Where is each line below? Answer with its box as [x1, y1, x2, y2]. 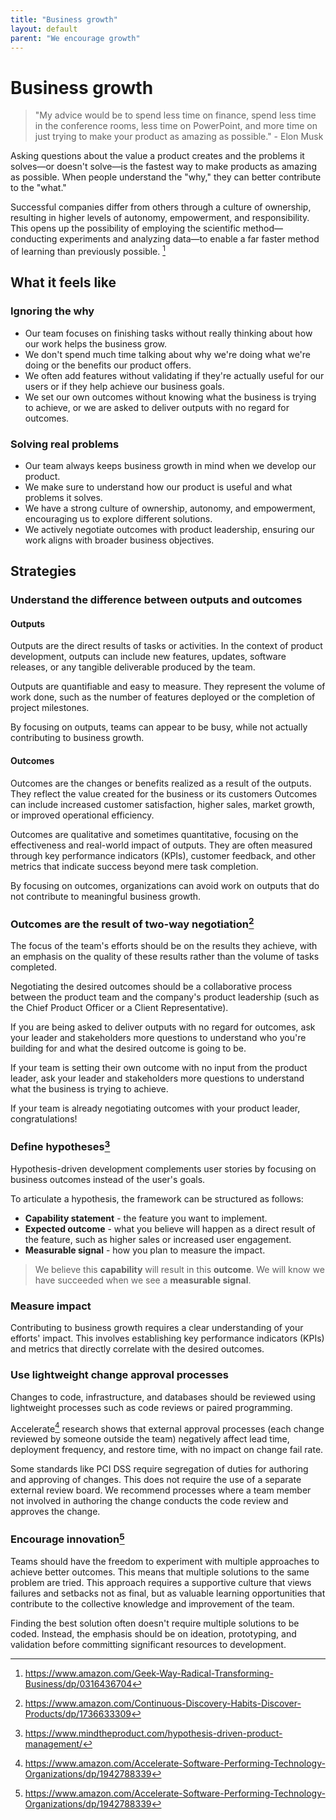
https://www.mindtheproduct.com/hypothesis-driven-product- [24, 1727, 283, 1740]
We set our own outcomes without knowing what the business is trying [24, 391, 317, 403]
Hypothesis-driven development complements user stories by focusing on [10, 1163, 317, 1175]
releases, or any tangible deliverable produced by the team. [10, 661, 256, 673]
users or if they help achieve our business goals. [24, 380, 225, 392]
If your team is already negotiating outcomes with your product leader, [10, 1102, 301, 1115]
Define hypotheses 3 [10, 1138, 111, 1154]
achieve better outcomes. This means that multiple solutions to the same [10, 1566, 310, 1578]
